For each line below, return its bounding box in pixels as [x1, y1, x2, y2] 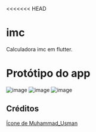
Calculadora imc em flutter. [6, 45, 73, 53]
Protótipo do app [6, 67, 91, 80]
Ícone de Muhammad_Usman [6, 119, 78, 127]
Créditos [6, 104, 39, 114]
